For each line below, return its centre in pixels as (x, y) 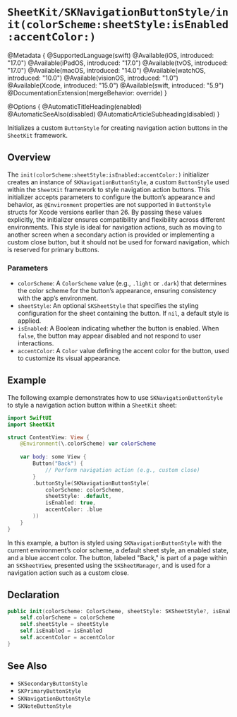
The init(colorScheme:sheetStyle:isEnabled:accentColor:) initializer (108, 174)
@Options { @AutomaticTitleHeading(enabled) (75, 106)
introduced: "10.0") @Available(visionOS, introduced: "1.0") (93, 78)
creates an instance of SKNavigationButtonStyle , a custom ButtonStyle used (118, 182)
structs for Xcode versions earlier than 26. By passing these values (105, 212)
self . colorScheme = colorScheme (67, 618)
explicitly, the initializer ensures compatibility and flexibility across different (116, 219)
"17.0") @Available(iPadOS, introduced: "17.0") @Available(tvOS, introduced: (117, 63)
